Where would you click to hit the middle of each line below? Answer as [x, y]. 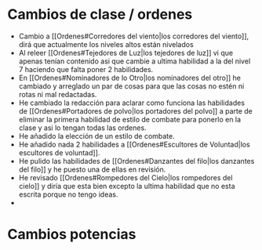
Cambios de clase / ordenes [100, 14]
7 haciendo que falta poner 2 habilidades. [86, 69]
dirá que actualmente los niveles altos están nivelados [106, 44]
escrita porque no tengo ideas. [68, 194]
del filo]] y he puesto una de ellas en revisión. [92, 169]
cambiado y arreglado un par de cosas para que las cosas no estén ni [131, 86]
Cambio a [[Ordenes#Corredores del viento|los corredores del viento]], [134, 36]
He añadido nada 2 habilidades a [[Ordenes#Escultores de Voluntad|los [134, 144]
